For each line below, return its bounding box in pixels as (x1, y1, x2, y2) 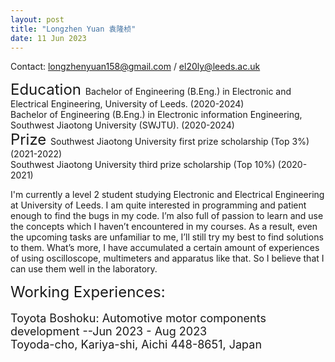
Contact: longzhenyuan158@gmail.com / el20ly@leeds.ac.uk (10, 61, 261, 73)
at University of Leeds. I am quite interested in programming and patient (10, 199, 307, 211)
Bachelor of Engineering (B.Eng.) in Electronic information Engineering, (10, 109, 303, 121)
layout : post (10, 14, 65, 25)
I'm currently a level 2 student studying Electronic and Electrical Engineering (10, 189, 325, 201)
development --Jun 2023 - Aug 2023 (10, 324, 208, 339)
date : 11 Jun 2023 (10, 33, 87, 43)
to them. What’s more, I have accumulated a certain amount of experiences (10, 242, 320, 254)
